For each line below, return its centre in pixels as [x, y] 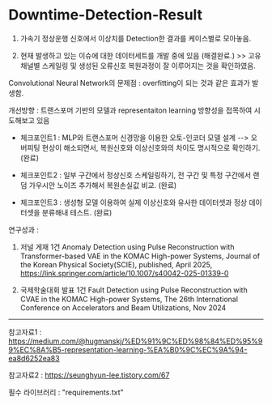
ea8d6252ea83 [34, 358]
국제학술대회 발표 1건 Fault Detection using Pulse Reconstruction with [134, 290]
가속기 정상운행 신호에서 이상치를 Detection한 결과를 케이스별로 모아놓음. [136, 38]
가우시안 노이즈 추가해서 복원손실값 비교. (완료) [103, 185]
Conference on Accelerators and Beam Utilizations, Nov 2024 [123, 307]
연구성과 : [23, 229]
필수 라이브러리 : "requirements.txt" [66, 392]
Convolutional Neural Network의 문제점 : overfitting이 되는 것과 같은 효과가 [130, 83]
